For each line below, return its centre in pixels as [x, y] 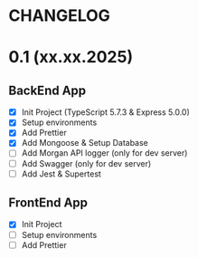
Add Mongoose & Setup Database [85, 143]
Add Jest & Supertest [61, 174]
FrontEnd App [48, 203]
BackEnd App [47, 90]
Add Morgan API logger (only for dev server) [104, 153]
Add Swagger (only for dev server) [86, 163]
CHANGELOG [59, 16]
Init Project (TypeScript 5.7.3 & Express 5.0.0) [106, 112]
